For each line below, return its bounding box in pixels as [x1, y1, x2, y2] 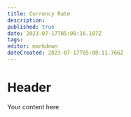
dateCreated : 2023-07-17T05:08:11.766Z [7, 50, 124, 57]
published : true [7, 23, 55, 30]
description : [7, 17, 46, 24]
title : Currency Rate [7, 10, 71, 18]
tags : [7, 36, 23, 43]
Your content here [7, 102, 60, 111]
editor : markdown [7, 43, 58, 50]
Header [7, 80, 51, 95]
